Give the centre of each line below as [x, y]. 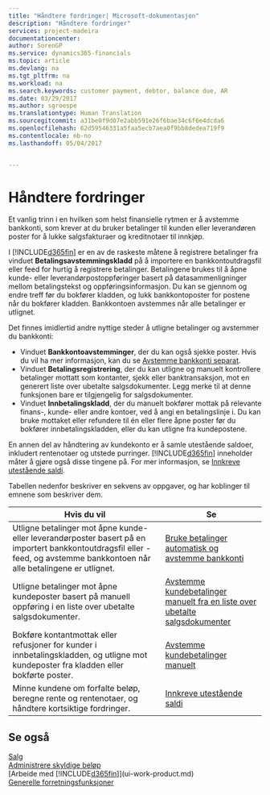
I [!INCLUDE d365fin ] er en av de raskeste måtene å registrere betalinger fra [133, 252]
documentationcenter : [45, 38]
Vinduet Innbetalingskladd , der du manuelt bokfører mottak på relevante [141, 403]
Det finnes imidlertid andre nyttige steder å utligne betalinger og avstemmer [134, 328]
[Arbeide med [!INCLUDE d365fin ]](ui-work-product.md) [101, 774]
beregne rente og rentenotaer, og [75, 698]
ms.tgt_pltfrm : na [39, 76]
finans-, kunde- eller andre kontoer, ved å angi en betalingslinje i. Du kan [140, 412]
